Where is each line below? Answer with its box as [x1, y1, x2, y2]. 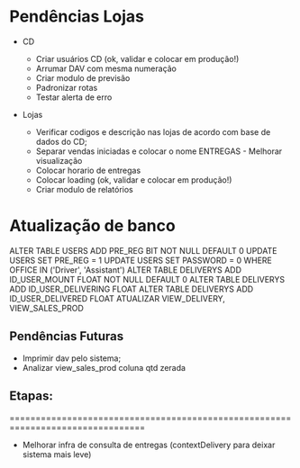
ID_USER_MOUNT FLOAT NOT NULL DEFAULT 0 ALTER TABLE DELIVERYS [9, 274, 286, 284]
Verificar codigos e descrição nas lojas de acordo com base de [35, 126, 271, 137]
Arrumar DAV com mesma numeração [35, 63, 177, 74]
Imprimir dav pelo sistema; [22, 353, 122, 364]
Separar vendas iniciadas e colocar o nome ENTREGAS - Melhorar [35, 146, 283, 157]
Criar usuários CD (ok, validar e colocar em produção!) [35, 53, 240, 64]
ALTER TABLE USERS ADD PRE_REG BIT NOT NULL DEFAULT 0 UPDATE [9, 245, 277, 256]
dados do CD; [35, 136, 87, 147]
